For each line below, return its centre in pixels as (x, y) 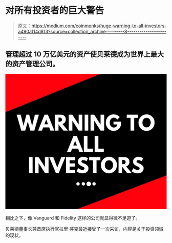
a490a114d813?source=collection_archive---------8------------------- (92, 31)
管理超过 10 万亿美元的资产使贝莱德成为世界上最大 (85, 54)
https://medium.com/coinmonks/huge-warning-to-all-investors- (99, 26)
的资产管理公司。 (32, 64)
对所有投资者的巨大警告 (55, 11)
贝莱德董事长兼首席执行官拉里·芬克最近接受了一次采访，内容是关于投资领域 (84, 229)
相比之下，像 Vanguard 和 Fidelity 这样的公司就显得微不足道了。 (73, 218)
